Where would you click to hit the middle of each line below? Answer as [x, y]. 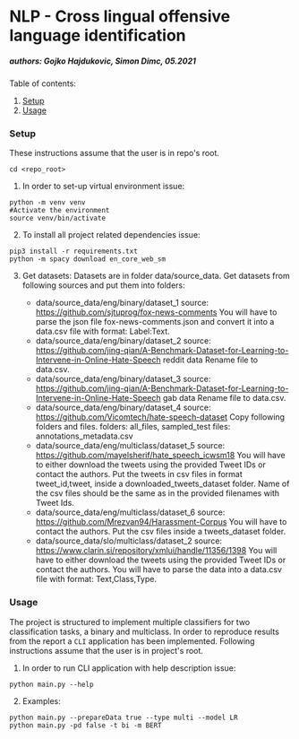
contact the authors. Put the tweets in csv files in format [139, 474]
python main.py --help [51, 684]
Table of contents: [43, 83]
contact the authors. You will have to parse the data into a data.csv [158, 569]
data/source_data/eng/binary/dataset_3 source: [123, 379]
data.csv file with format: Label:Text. [103, 331]
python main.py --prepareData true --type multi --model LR [124, 717]
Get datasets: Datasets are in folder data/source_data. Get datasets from [156, 276]
